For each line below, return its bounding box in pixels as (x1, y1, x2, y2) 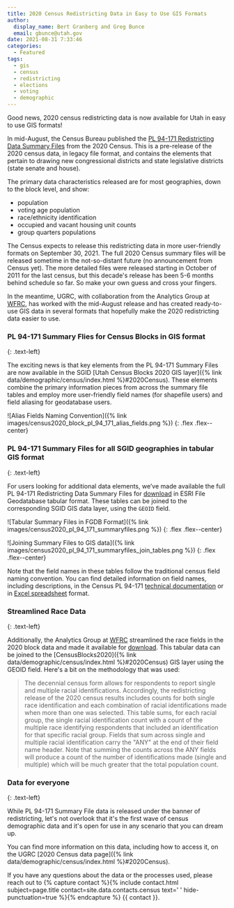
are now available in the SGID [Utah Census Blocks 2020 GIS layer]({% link (7, 369, 222, 377)
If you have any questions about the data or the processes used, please (7, 871, 213, 879)
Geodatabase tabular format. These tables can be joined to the (7, 496, 187, 505)
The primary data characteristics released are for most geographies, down (7, 178, 221, 185)
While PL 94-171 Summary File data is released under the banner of (7, 807, 201, 815)
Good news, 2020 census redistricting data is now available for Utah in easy (7, 114, 226, 122)
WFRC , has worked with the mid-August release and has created (7, 300, 194, 307)
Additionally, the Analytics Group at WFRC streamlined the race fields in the (7, 636, 224, 644)
